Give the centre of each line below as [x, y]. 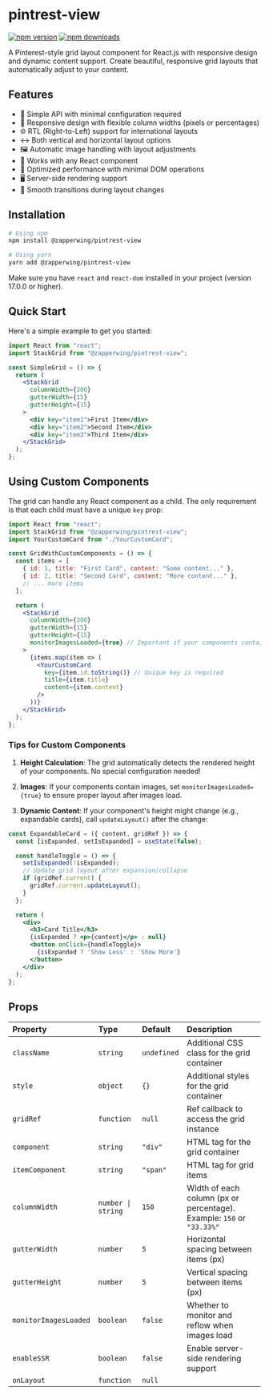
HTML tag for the [219, 1142]
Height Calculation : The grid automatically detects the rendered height [137, 762]
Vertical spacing [217, 1272]
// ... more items [53, 583]
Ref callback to [215, 1109]
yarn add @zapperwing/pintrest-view [69, 263]
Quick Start [37, 311]
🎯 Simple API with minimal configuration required [100, 114]
